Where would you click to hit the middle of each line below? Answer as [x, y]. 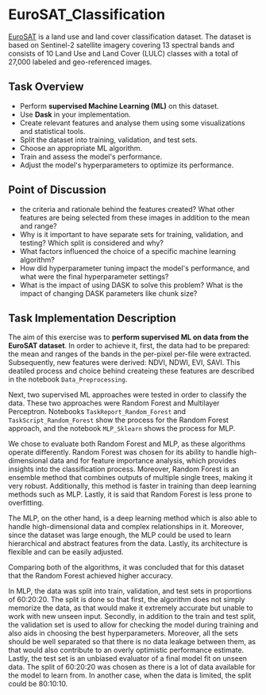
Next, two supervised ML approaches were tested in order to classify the [127, 395]
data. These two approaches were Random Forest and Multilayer [114, 403]
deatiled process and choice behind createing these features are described [131, 371]
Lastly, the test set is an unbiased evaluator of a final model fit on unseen [128, 659]
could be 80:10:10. [38, 684]
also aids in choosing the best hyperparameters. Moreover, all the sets [123, 633]
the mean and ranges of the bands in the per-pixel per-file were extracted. [130, 354]
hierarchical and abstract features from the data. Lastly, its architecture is [128, 543]
